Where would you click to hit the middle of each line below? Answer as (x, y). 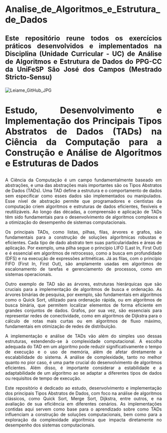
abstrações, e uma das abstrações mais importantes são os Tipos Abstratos (83, 185)
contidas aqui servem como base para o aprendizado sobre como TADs (83, 409)
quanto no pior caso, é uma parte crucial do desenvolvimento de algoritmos (83, 362)
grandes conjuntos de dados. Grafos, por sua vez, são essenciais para (83, 310)
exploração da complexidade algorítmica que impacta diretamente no (83, 420)
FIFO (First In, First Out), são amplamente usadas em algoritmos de (83, 264)
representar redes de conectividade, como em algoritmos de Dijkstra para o (83, 315)
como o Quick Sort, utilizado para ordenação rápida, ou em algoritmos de (83, 299)
